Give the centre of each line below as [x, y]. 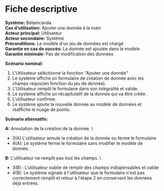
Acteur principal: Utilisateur [34, 33]
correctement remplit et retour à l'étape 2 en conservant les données [82, 178]
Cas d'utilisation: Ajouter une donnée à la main [53, 27]
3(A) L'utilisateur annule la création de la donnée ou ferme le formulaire [84, 138]
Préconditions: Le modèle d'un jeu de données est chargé [64, 43]
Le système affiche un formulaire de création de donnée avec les [78, 78]
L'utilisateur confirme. [34, 99]
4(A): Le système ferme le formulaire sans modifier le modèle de [78, 143]
